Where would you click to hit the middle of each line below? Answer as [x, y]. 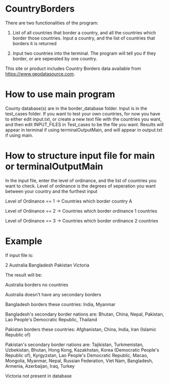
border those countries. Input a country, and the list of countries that [84, 38]
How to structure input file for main [80, 156]
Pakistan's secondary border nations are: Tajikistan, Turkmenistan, [74, 344]
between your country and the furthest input [51, 191]
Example [24, 241]
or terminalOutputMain [54, 166]
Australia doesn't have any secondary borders [53, 294]
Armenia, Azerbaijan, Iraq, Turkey [40, 366]
